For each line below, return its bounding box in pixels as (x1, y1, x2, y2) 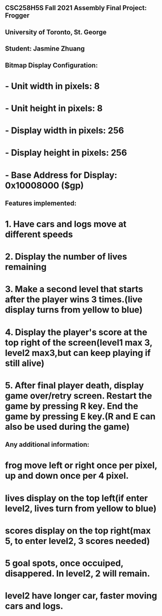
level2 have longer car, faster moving (5, 590, 157, 601)
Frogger (5, 12, 30, 20)
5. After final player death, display (5, 380, 144, 391)
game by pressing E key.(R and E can (5, 411, 156, 422)
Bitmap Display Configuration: (5, 61, 98, 70)
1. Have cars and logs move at (5, 219, 127, 230)
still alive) (5, 357, 44, 369)
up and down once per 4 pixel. (5, 470, 129, 481)
